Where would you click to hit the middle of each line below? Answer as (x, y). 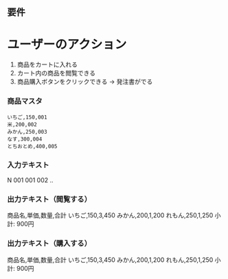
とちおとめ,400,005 (32, 146)
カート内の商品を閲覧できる (56, 73)
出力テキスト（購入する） (49, 243)
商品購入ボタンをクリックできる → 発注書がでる (85, 82)
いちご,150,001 (27, 117)
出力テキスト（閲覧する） (49, 199)
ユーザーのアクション (67, 44)
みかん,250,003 (27, 132)
